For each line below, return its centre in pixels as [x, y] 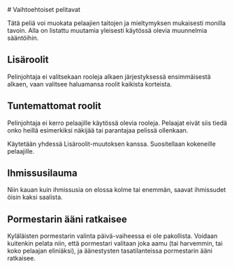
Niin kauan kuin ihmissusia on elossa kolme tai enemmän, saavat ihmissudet [117, 190]
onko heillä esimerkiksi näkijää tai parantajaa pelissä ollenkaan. [98, 130]
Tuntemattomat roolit [54, 106]
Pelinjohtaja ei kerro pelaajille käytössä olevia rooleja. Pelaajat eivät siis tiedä [117, 123]
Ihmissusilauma [43, 173]
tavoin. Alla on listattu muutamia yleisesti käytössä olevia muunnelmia [107, 30]
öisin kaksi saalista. [35, 198]
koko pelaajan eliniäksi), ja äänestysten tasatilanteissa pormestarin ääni [110, 251]
